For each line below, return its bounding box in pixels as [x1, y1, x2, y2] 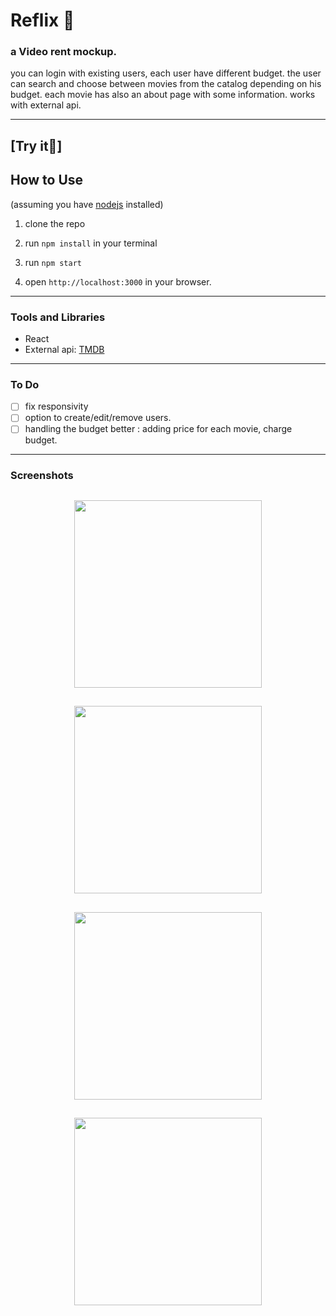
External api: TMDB [24, 343, 105, 355]
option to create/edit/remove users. [24, 412, 172, 424]
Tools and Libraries [10, 310, 106, 324]
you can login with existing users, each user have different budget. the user [10, 67, 322, 79]
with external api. [10, 99, 82, 111]
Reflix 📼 [10, 9, 75, 32]
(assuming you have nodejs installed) [10, 198, 164, 210]
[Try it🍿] [10, 137, 63, 154]
